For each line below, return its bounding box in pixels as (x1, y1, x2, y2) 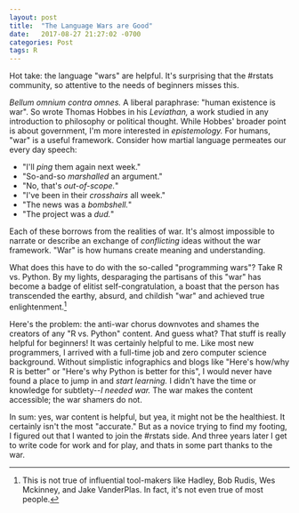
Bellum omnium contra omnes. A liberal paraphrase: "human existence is (9, 97, 276, 108)
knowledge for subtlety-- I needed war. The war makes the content (9, 384, 254, 396)
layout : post (9, 12, 58, 22)
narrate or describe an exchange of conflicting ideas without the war (9, 236, 261, 246)
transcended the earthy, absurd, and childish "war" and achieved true (9, 291, 265, 301)
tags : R (9, 46, 38, 55)
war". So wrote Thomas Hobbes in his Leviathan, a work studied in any (9, 107, 269, 117)
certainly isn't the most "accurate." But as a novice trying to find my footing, (9, 421, 287, 431)
